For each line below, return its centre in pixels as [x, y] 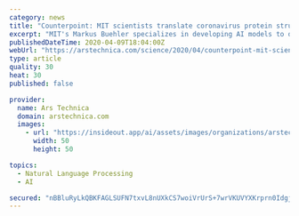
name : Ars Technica [53, 108]
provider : [28, 100]
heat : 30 [25, 76]
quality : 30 [31, 68]
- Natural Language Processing [75, 173]
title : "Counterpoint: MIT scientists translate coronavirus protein [141, 26]
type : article [36, 59]
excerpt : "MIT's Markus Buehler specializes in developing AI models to [147, 34]
